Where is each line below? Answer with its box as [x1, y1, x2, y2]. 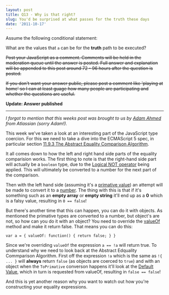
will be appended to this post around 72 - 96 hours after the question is [6, 65, 153, 71]
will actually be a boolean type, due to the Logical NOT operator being [6, 161, 150, 167]
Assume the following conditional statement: [6, 35, 98, 41]
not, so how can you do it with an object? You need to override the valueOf [6, 218, 160, 224]
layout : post [6, 7, 33, 13]
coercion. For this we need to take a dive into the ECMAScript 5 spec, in [6, 136, 154, 142]
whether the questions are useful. [6, 91, 76, 97]
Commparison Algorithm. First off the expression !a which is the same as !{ [6, 253, 162, 259]
